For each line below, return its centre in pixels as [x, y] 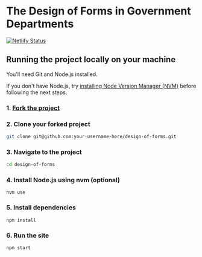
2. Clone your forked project [48, 124]
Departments [40, 24]
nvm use [16, 192]
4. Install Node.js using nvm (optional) [63, 180]
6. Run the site [28, 235]
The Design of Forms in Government [99, 11]
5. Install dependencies [41, 208]
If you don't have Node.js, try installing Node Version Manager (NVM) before [101, 86]
